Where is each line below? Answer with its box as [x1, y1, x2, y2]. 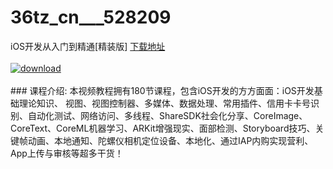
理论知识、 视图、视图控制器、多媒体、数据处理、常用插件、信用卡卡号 [18, 97, 311, 109]
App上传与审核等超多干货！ [10, 147, 124, 159]
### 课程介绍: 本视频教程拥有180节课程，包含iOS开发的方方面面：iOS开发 [10, 84, 315, 96]
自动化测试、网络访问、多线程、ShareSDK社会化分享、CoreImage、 [27, 109, 308, 121]
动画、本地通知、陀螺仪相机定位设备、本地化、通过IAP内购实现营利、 [27, 134, 314, 146]
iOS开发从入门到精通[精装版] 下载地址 [10, 40, 166, 52]
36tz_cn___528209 [10, 6, 172, 29]
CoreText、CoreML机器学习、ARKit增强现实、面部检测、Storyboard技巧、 [10, 122, 316, 134]
